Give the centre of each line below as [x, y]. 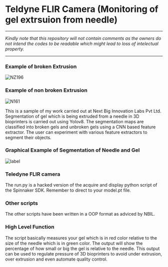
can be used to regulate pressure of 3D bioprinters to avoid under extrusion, [84, 254]
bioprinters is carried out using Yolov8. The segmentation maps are [74, 121]
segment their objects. [28, 137]
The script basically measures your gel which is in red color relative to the [81, 238]
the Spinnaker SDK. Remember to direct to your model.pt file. [68, 190]
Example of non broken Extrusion [46, 90]
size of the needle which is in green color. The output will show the [74, 243]
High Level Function [30, 227]
